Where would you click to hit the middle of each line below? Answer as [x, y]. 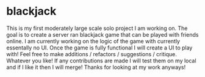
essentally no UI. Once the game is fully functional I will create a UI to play [99, 48]
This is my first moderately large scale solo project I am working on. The [97, 28]
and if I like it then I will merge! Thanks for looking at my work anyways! [96, 67]
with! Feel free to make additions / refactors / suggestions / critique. [92, 54]
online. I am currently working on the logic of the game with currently [93, 41]
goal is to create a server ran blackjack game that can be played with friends [103, 34]
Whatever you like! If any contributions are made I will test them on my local [101, 61]
